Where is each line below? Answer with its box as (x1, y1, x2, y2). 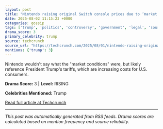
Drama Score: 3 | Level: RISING (5, 81, 69, 86)
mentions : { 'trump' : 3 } (5, 48, 53, 52)
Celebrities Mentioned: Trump (5, 90, 67, 96)
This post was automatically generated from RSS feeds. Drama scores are (5, 113, 154, 119)
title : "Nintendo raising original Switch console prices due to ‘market (5, 12, 158, 16)
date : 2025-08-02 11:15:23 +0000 (5, 16, 73, 21)
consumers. (5, 71, 29, 77)
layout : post (5, 7, 32, 12)
